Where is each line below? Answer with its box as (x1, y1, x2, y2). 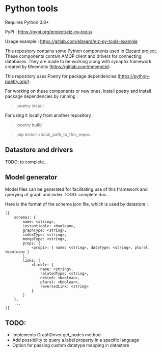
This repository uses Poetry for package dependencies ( (5, 73, 119, 79)
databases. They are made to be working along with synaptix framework (5, 58, 152, 64)
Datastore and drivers (5, 146, 74, 154)
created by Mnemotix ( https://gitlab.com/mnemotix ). (5, 64, 111, 70)
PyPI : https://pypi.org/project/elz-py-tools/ (5, 29, 93, 35)
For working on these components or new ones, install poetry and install (5, 88, 151, 94)
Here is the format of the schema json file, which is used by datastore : (5, 201, 148, 207)
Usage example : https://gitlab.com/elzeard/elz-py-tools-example (5, 38, 138, 44)
